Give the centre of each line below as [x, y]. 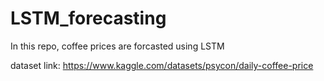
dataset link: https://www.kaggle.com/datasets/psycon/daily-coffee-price [162, 65]
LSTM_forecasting [88, 18]
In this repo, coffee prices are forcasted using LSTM [117, 46]
